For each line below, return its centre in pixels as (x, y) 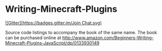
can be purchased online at (33, 38)
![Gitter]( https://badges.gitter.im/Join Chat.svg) (54, 23)
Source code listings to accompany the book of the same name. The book (81, 32)
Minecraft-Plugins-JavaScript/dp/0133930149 (52, 43)
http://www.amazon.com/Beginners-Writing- (108, 38)
